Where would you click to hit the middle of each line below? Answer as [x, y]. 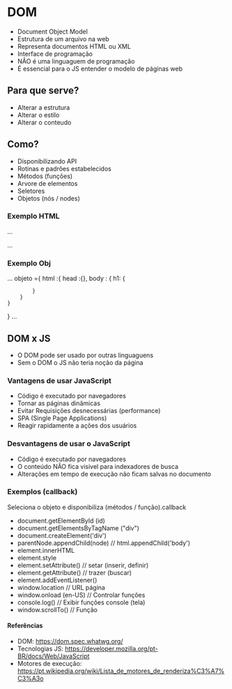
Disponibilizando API [47, 161]
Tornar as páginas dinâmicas [59, 403]
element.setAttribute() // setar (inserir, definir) [83, 565]
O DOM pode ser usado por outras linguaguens [85, 355]
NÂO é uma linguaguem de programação [76, 61]
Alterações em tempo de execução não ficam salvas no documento [114, 474]
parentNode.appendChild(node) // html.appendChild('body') [103, 543]
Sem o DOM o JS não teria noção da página [80, 362]
